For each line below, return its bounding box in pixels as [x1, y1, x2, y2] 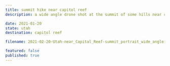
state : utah [5, 25, 30, 30]
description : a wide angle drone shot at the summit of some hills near [5, 12, 162, 17]
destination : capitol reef [5, 30, 62, 35]
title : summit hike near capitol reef [5, 7, 87, 12]
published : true [5, 53, 39, 58]
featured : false [5, 48, 39, 53]
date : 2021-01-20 [5, 21, 42, 26]
